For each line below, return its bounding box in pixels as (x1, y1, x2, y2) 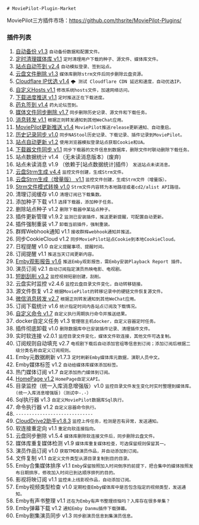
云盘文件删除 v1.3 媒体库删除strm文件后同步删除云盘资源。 (15, 70, 146, 78)
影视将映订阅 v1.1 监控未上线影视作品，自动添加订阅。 (15, 476, 133, 483)
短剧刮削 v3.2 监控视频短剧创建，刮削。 (15, 273, 104, 280)
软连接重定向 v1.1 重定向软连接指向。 (15, 425, 98, 432)
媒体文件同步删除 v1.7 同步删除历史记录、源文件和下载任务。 (15, 109, 150, 116)
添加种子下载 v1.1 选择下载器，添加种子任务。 (15, 198, 116, 205)
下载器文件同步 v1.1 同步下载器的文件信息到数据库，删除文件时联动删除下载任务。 (15, 146, 192, 153)
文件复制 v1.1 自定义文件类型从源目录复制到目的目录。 (15, 455, 132, 462)
